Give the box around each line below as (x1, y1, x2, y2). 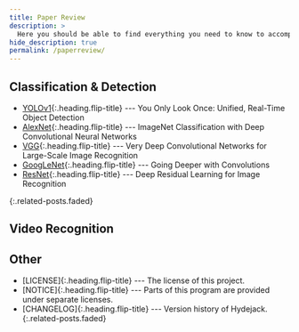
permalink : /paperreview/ (9, 46, 105, 55)
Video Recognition (9, 222, 114, 237)
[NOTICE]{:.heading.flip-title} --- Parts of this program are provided (21, 285, 271, 296)
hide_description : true (9, 37, 98, 47)
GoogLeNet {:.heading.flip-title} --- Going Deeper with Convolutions (21, 159, 270, 170)
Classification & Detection (9, 79, 158, 94)
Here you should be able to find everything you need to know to (17, 29, 265, 38)
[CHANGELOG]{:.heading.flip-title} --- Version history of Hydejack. (21, 304, 269, 314)
